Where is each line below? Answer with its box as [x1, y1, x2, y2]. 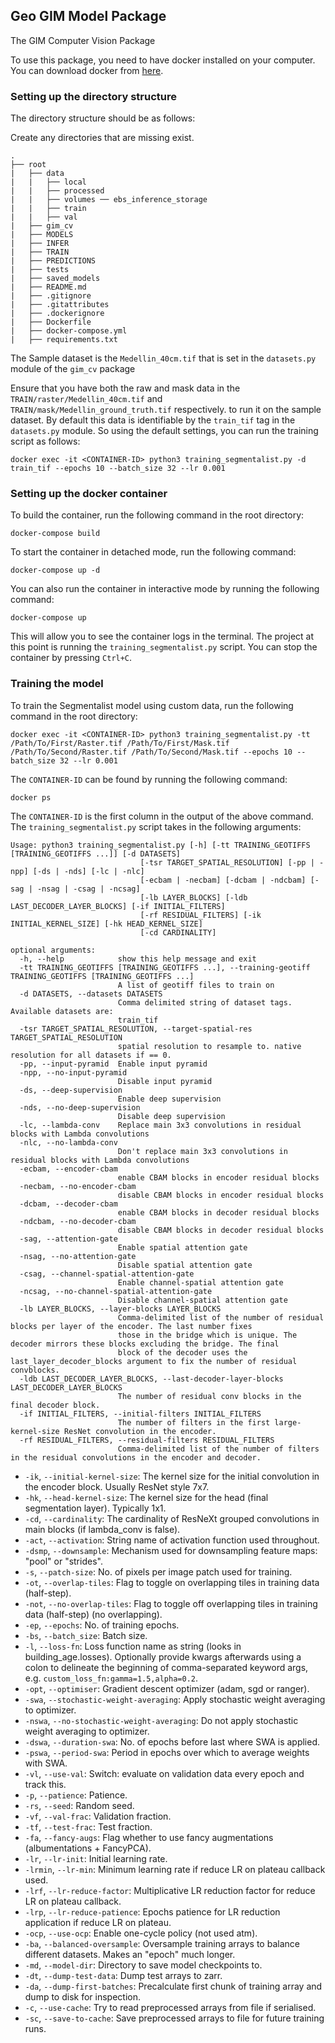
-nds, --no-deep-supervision [19, 1102, 141, 1113]
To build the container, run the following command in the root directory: [10, 509, 305, 521]
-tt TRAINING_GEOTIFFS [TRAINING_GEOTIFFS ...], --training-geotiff [19, 962, 311, 973]
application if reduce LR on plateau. [24, 1916, 172, 1928]
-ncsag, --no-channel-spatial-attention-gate [19, 1286, 213, 1296]
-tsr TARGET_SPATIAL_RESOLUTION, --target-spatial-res [19, 1024, 253, 1034]
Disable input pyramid [117, 1076, 213, 1086]
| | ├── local [10, 177, 87, 188]
